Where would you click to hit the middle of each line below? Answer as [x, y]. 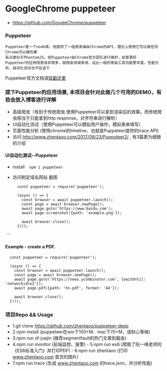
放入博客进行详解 [36, 100]
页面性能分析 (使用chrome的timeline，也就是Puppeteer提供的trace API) [85, 130]
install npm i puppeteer [38, 167]
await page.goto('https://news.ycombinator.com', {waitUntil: [80, 279]
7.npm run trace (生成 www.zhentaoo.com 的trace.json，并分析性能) [82, 363]
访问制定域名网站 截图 [35, 177]
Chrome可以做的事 [21, 52]
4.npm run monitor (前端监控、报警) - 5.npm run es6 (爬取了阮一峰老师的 [87, 344]
